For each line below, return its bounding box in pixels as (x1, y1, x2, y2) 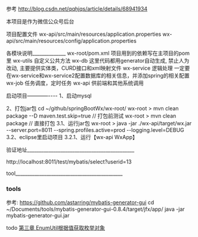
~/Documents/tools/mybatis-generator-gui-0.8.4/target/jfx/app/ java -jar (6, 205, 185, 213)
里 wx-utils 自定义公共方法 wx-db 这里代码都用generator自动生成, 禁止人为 (6, 57, 190, 64)
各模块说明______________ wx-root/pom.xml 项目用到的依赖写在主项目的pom (6, 50, 190, 57)
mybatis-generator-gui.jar (6, 212, 70, 219)
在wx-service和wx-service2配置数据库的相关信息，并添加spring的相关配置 (6, 72, 190, 79)
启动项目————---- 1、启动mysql (6, 92, 92, 99)
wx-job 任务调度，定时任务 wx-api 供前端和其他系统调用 (6, 79, 144, 87)
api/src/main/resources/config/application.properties (6, 38, 137, 44)
